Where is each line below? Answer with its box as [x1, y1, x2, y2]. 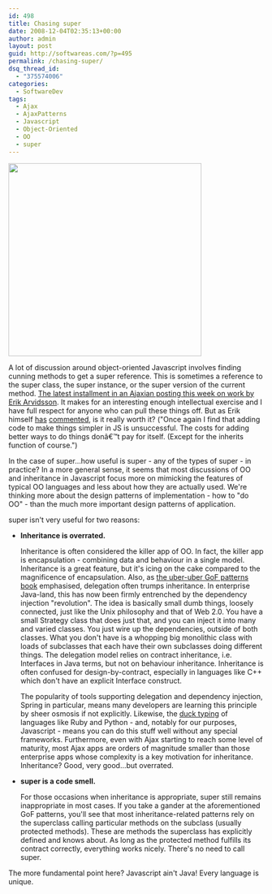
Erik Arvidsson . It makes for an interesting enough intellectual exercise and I [8, 397, 262, 407]
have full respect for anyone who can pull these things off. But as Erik [8, 405, 241, 415]
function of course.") [8, 440, 78, 450]
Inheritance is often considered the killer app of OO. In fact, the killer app [19, 546, 264, 556]
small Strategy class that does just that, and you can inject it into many [19, 615, 257, 625]
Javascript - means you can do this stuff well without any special [19, 726, 238, 736]
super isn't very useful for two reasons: [8, 515, 140, 525]
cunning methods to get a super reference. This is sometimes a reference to [8, 371, 263, 381]
